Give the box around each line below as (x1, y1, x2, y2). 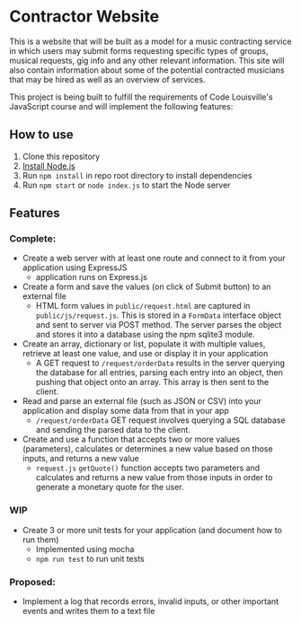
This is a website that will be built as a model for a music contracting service (9, 36, 292, 47)
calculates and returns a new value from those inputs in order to (35, 472, 273, 483)
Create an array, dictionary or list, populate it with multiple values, (22, 338, 266, 349)
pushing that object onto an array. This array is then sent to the (35, 377, 270, 388)
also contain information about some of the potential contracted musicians (9, 65, 285, 75)
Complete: (9, 233, 57, 245)
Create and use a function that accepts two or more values (22, 434, 241, 445)
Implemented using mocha (35, 543, 135, 554)
